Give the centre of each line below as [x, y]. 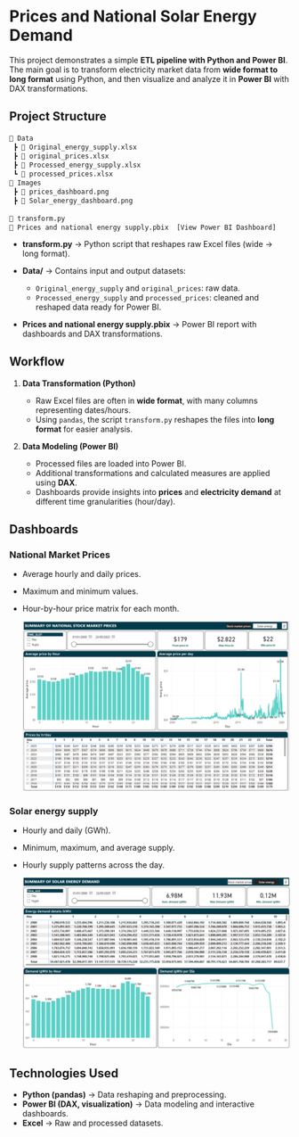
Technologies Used [64, 1073]
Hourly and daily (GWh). [66, 830]
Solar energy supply [54, 811]
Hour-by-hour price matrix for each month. [101, 609]
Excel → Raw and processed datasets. [93, 1123]
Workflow [37, 362]
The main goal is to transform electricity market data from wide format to [144, 70]
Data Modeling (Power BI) [70, 446]
